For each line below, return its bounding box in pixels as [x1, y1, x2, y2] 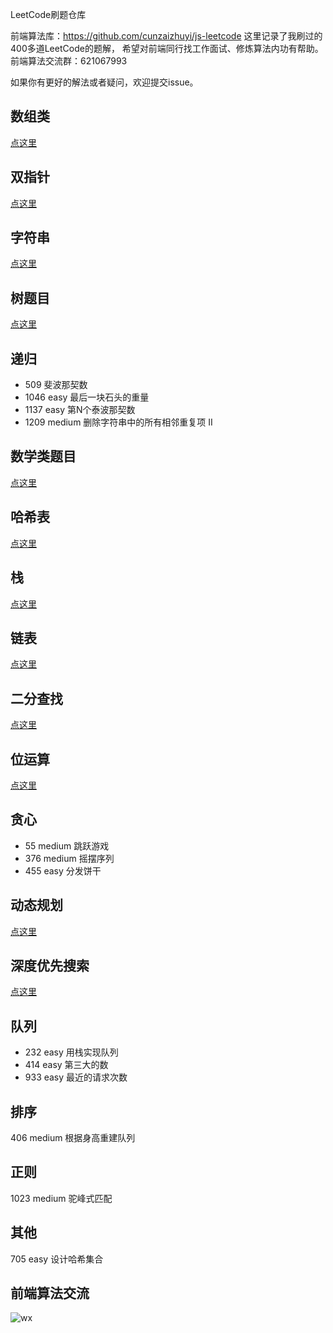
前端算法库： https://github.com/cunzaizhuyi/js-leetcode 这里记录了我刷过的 [10, 30, 323, 42]
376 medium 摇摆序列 [24, 852, 115, 864]
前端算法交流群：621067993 [10, 55, 128, 67]
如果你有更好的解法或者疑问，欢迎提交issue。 [10, 76, 199, 88]
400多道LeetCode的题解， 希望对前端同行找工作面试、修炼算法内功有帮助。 [10, 43, 324, 54]
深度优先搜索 [10, 957, 90, 974]
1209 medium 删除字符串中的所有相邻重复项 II [24, 416, 213, 428]
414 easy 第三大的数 [24, 1059, 109, 1071]
